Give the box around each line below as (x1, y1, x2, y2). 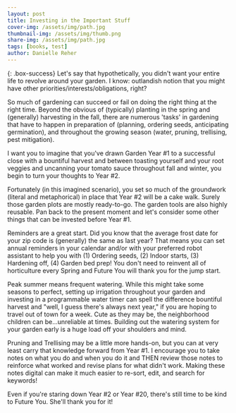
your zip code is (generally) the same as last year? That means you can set (7, 236, 225, 244)
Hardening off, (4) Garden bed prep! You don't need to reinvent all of (7, 258, 206, 267)
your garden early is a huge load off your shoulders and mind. (7, 325, 187, 333)
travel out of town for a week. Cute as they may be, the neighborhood (7, 310, 209, 318)
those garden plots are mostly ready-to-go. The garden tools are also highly (7, 200, 228, 208)
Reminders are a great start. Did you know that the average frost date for (7, 229, 218, 237)
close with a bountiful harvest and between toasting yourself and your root (7, 156, 224, 164)
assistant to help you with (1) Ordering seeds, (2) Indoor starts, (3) (7, 251, 199, 260)
